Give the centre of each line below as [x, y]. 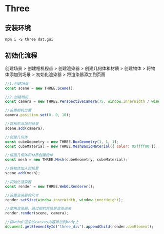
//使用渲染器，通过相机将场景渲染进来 [38, 209]
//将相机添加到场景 [22, 124]
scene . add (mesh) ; [23, 173]
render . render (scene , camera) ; [37, 213]
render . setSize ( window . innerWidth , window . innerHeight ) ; [64, 200]
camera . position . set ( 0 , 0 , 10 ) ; [38, 115]
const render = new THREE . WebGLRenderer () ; [50, 187]
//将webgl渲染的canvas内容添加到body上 [42, 222]
